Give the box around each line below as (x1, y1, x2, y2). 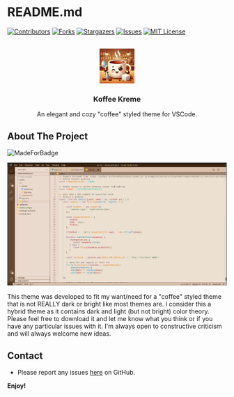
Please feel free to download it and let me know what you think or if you (7, 315, 213, 323)
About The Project (7, 130, 88, 142)
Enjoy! (7, 382, 26, 390)
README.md (7, 4, 83, 20)
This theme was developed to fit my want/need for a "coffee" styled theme (7, 293, 221, 301)
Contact (7, 350, 43, 361)
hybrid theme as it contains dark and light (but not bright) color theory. (7, 307, 210, 316)
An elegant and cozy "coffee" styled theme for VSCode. (37, 110, 197, 118)
